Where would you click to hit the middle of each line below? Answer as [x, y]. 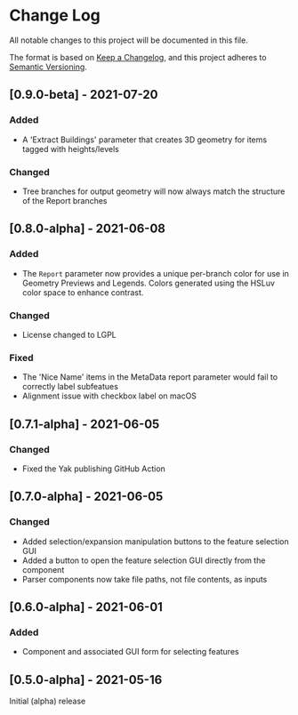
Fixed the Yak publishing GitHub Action [94, 469]
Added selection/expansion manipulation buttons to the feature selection [155, 541]
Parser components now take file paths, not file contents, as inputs [145, 579]
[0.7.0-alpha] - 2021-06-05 [86, 497]
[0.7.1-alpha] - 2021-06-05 [85, 424]
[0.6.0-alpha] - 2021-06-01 [86, 607]
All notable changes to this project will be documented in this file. [129, 40]
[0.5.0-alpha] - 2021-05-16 [86, 680]
